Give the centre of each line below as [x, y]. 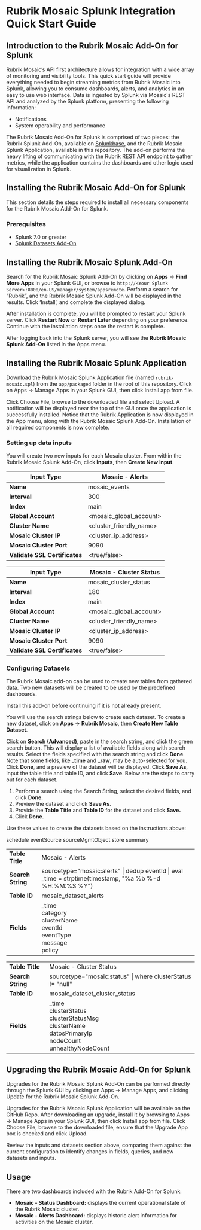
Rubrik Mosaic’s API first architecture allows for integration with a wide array [100, 69]
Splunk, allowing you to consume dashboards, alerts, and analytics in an [95, 89]
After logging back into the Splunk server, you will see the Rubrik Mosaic [96, 338]
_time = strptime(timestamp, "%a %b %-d [101, 879]
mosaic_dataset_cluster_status [92, 994]
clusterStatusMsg [74, 1018]
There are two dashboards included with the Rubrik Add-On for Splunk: [94, 1191]
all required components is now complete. [58, 427]
